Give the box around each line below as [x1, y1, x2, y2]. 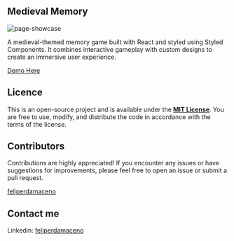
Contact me [7, 207, 60, 219]
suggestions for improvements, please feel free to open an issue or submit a [7, 166, 228, 174]
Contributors [7, 140, 65, 153]
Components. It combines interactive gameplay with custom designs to [7, 45, 212, 53]
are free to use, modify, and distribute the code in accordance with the [7, 112, 212, 121]
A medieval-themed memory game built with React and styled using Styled [7, 38, 223, 46]
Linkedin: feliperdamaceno [7, 226, 84, 235]
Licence [7, 87, 43, 99]
